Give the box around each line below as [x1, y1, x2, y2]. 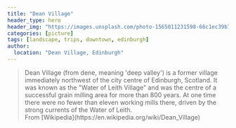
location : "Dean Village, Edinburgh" [13, 50, 124, 57]
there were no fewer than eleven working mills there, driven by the [24, 98, 217, 106]
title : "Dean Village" [7, 10, 74, 17]
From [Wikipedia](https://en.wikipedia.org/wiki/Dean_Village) [24, 113, 201, 121]
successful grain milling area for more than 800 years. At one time [24, 90, 216, 99]
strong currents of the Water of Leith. [24, 106, 133, 114]
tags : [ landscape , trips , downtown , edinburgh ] [7, 36, 150, 43]
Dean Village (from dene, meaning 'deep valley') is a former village [24, 68, 218, 77]
